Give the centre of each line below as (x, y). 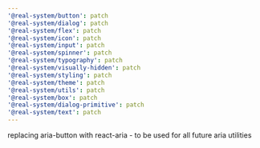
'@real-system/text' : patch (55, 113)
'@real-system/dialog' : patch (58, 23)
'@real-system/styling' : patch (60, 75)
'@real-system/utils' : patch (56, 90)
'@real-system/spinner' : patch (60, 53)
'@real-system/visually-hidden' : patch (74, 68)
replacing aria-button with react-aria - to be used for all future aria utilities (130, 135)
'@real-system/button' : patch (58, 16)
